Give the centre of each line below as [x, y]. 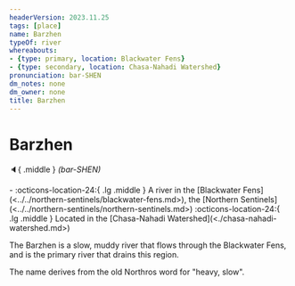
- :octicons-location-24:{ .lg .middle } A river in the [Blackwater [125, 190]
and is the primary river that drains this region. [94, 255]
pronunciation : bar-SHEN [55, 76]
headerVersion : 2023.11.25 [59, 17]
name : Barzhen [36, 34]
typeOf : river [36, 42]
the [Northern [213, 200]
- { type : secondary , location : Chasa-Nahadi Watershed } [115, 68]
